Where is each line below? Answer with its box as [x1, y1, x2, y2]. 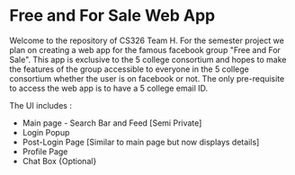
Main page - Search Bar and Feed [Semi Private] [22, 118, 202, 128]
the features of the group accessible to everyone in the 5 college [9, 64, 249, 74]
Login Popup [22, 127, 70, 137]
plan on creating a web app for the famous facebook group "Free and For [9, 44, 282, 55]
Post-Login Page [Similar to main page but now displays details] [22, 136, 260, 147]
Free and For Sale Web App [9, 5, 216, 26]
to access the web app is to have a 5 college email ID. [9, 83, 209, 93]
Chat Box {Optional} [22, 155, 97, 166]
